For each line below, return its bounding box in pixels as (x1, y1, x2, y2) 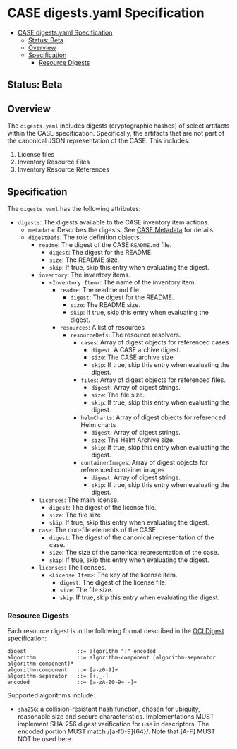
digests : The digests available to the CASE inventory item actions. (17, 217, 209, 227)
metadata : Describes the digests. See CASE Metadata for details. (28, 225, 215, 234)
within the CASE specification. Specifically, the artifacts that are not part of (7, 129, 225, 138)
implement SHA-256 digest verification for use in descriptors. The (17, 720, 209, 729)
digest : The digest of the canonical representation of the (49, 533, 214, 541)
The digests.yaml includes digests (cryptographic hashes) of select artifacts (7, 121, 230, 130)
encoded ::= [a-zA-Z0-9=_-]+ (7, 679, 138, 686)
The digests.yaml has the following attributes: (7, 204, 141, 212)
